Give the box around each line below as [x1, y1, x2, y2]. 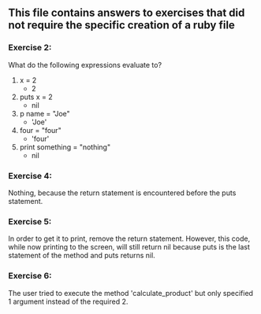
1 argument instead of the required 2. [8, 297, 129, 306]
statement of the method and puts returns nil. [8, 251, 155, 260]
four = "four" [19, 125, 62, 135]
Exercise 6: [8, 271, 53, 282]
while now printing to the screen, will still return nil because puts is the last [8, 242, 250, 252]
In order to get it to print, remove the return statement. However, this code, [8, 234, 251, 243]
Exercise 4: [8, 170, 53, 181]
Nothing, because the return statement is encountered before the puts [8, 188, 237, 198]
